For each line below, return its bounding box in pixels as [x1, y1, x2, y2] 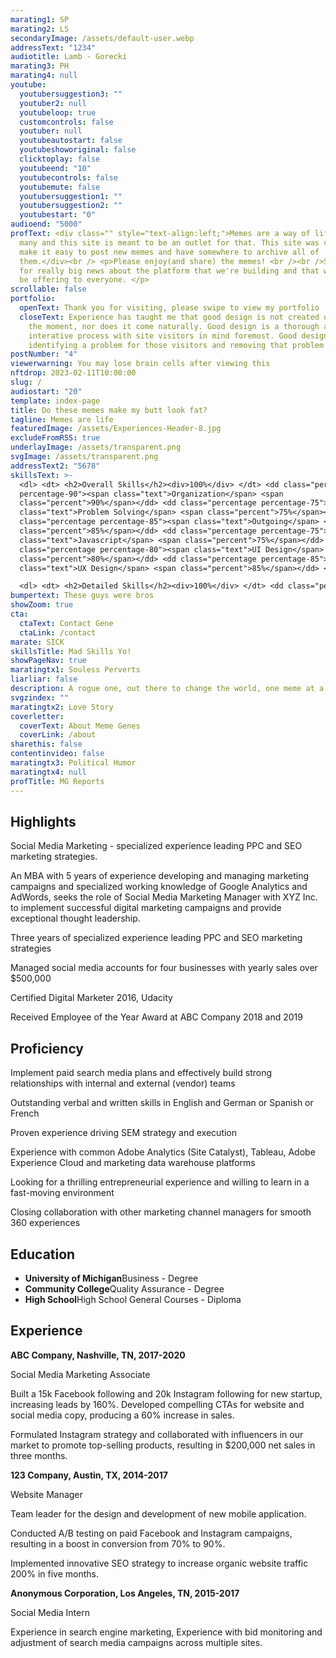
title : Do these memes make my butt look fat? [10, 405, 208, 415]
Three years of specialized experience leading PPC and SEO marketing [10, 932, 303, 944]
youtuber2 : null [19, 98, 87, 108]
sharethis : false [10, 739, 83, 750]
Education [10, 1246, 76, 1263]
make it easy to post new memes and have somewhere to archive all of [19, 247, 320, 257]
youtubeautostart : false [19, 136, 123, 146]
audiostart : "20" [10, 386, 83, 396]
